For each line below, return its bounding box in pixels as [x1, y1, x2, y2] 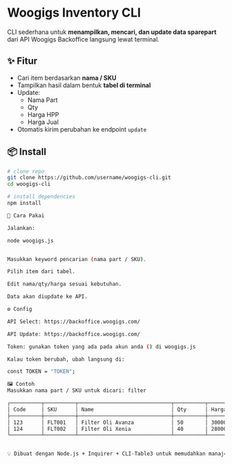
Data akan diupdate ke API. [7, 293, 88, 301]
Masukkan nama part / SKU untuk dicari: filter [7, 387, 147, 394]
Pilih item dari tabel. [7, 268, 76, 275]
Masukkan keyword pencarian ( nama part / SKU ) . [7, 256, 147, 262]
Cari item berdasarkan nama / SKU [17, 73, 117, 82]
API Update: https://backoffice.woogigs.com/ [7, 330, 140, 337]
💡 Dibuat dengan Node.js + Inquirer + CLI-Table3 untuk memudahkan [7, 450, 206, 458]
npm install [7, 199, 41, 207]
